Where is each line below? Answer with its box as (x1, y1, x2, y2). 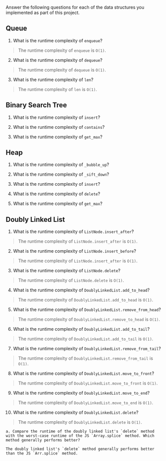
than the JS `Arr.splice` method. (6, 451, 78, 456)
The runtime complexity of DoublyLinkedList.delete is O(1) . (18, 419, 142, 425)
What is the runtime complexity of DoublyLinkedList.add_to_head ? (13, 287, 150, 293)
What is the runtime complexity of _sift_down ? (13, 171, 110, 178)
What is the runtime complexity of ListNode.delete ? (13, 268, 121, 274)
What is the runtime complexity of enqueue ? (13, 37, 103, 43)
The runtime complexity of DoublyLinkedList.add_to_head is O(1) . (18, 297, 153, 303)
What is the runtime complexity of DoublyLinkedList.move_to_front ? (13, 370, 154, 376)
